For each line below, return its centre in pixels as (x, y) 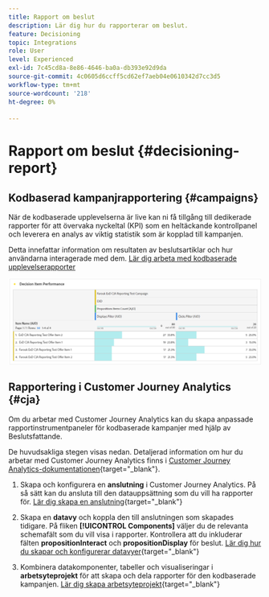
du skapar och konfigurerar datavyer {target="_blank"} (110, 551)
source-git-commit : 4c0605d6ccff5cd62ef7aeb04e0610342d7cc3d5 (114, 76)
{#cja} (24, 399)
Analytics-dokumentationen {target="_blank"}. (84, 469)
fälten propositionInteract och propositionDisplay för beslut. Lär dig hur (141, 542)
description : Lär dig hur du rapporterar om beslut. (98, 25)
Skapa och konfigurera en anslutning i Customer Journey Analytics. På (138, 484)
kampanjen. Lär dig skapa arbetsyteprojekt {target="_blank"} (120, 584)
